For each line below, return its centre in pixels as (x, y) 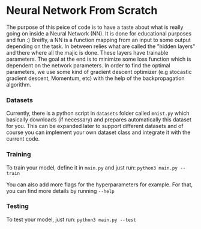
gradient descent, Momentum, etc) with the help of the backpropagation (95, 78)
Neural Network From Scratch (82, 11)
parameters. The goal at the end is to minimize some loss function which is (99, 59)
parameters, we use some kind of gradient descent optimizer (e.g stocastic (99, 72)
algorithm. (19, 84)
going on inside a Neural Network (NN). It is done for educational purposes (99, 33)
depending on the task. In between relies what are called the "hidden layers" (101, 46)
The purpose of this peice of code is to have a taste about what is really (95, 27)
